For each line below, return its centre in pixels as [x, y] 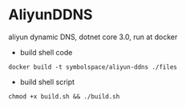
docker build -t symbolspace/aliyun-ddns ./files [93, 67]
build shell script [47, 82]
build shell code [46, 52]
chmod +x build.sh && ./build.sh [64, 96]
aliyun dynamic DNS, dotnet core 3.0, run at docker [93, 37]
